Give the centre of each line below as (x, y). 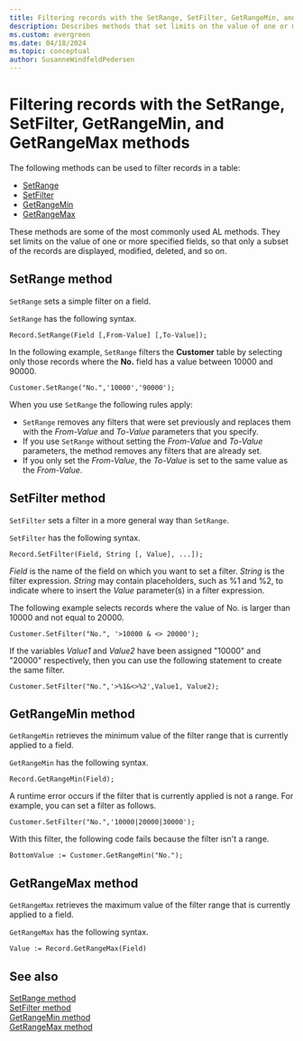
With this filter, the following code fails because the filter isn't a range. (139, 839)
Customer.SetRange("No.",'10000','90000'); (92, 388)
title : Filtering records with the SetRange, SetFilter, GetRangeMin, (145, 18)
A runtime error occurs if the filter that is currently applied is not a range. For (151, 796)
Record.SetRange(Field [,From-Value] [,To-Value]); (108, 335)
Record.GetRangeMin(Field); (62, 779)
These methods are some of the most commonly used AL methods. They (145, 231)
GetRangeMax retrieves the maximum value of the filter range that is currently (150, 905)
